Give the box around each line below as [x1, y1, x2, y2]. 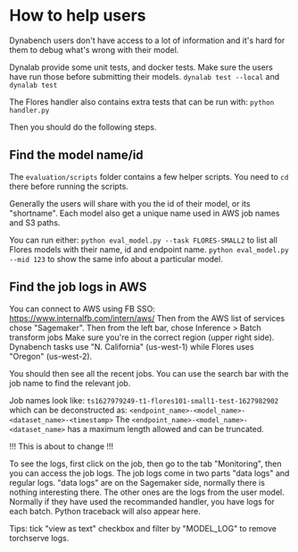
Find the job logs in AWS [9, 279, 147, 295]
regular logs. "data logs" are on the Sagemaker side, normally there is [9, 477, 266, 488]
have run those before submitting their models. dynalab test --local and [9, 71, 280, 81]
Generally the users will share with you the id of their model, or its [9, 198, 251, 208]
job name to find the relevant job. [9, 378, 131, 388]
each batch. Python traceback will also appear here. [9, 505, 201, 516]
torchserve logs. [9, 532, 70, 543]
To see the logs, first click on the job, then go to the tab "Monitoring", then [9, 458, 282, 469]
